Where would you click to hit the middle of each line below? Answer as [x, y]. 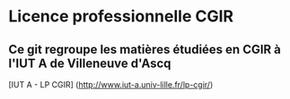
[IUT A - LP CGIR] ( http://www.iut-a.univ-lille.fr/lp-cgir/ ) [111, 85]
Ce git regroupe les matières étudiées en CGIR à [145, 49]
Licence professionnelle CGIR [121, 16]
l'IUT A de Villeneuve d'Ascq [90, 63]
